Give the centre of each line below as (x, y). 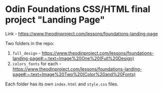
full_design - (26, 53)
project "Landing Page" (55, 20)
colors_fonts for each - (37, 63)
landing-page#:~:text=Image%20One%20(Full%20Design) (73, 58)
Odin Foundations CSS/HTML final (78, 9)
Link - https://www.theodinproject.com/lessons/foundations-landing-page (82, 33)
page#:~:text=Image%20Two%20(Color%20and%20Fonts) (74, 74)
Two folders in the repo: (30, 43)
